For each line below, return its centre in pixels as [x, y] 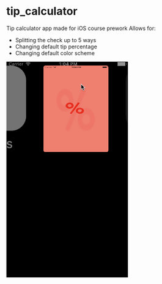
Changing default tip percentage [56, 47]
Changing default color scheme [55, 53]
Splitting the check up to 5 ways [56, 40]
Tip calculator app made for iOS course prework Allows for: [81, 28]
